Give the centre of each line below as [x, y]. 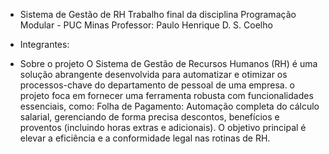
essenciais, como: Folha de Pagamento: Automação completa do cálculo [169, 106]
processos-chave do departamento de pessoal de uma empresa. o [157, 85]
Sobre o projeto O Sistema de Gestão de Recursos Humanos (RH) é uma [168, 63]
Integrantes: [44, 44]
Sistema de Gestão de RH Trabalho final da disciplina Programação [158, 14]
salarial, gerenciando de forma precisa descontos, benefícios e [149, 117]
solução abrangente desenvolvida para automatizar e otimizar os [153, 74]
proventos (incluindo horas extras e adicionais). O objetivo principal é [163, 127]
